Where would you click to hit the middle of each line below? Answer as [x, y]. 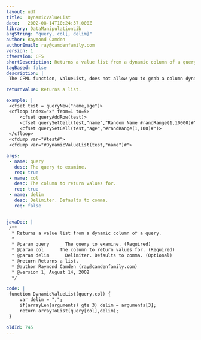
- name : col [24, 178]
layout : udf [21, 12]
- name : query [26, 161]
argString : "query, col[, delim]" [49, 34]
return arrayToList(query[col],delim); [69, 311]
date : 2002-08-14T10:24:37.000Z [49, 23]
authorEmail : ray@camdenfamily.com [51, 46]
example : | [20, 100]
